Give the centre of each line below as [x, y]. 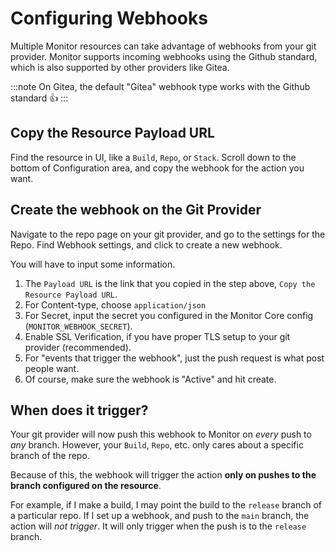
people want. [52, 368]
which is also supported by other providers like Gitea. [120, 67]
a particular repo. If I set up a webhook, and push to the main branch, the [160, 516]
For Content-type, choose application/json [115, 304]
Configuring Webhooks [109, 18]
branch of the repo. [50, 456]
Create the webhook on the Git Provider [136, 210]
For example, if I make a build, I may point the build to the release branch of [166, 505]
